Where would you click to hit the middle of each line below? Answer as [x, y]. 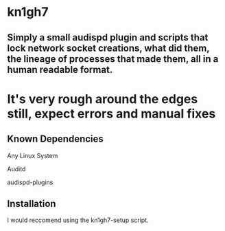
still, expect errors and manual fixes [111, 113]
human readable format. [60, 69]
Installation [32, 203]
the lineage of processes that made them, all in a [113, 59]
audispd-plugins [30, 182]
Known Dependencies [56, 139]
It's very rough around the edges [103, 99]
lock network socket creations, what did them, [108, 48]
